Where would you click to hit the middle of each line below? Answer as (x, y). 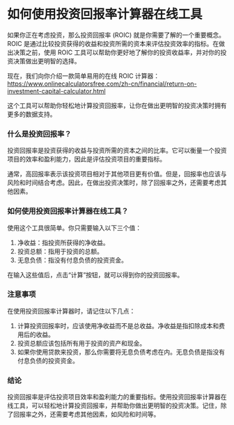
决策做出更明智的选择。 (47, 61)
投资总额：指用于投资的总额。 (60, 251)
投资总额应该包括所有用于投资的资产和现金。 (81, 343)
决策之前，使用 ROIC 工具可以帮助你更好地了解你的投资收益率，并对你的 (117, 52)
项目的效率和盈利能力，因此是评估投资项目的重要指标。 (86, 159)
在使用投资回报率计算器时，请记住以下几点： (71, 311)
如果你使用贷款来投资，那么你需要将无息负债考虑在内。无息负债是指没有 (121, 352)
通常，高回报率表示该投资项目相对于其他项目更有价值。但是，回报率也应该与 (117, 174)
